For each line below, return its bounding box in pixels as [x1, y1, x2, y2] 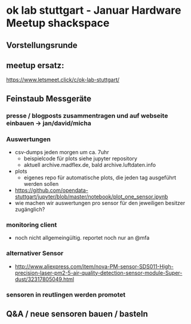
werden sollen [23, 181, 58, 187]
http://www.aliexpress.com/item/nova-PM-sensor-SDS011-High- [14, 262, 174, 270]
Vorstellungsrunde [6, 40, 78, 50]
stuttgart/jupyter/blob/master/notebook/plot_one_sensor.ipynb [14, 193, 168, 200]
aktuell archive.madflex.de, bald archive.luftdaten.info [23, 161, 156, 168]
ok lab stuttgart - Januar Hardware [6, 4, 181, 17]
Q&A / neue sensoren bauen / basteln [6, 308, 148, 319]
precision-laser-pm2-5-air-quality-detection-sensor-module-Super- [14, 269, 183, 276]
